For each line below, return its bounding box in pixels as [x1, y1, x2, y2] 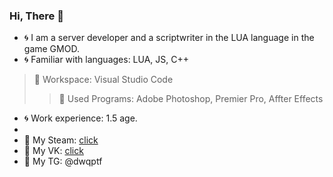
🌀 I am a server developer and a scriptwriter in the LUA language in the [23, 32, 315, 44]
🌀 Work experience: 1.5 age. [23, 112, 138, 124]
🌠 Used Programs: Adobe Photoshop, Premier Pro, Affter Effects [58, 93, 324, 105]
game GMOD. [23, 43, 80, 55]
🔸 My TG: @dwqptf [23, 155, 103, 168]
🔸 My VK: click [23, 145, 84, 157]
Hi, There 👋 [9, 9, 64, 23]
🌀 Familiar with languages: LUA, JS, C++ [23, 54, 189, 66]
